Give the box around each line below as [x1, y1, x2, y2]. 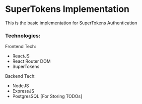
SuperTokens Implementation [5, 3, 130, 15]
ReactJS [12, 53, 30, 59]
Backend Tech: [5, 73, 36, 79]
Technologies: [5, 32, 41, 39]
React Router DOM [12, 58, 51, 64]
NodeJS [12, 83, 29, 89]
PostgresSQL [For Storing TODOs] [12, 93, 83, 100]
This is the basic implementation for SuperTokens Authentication [5, 20, 138, 26]
